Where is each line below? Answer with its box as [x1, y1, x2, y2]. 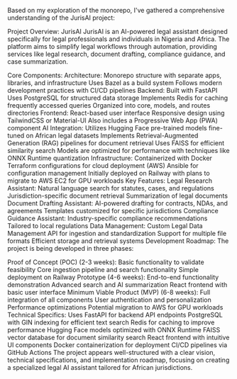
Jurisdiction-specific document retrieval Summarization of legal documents [7, 191, 228, 200]
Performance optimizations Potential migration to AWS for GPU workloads [7, 303, 224, 311]
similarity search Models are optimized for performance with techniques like [7, 147, 230, 154]
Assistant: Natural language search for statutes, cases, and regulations [7, 184, 215, 192]
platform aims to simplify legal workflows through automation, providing [7, 43, 218, 50]
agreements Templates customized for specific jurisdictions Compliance [7, 207, 219, 215]
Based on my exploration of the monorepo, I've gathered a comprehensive [7, 6, 225, 14]
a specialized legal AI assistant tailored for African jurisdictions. [7, 363, 193, 371]
